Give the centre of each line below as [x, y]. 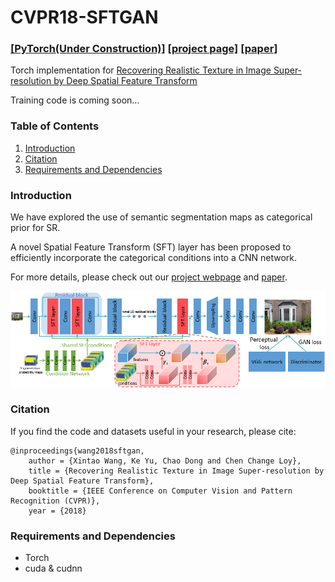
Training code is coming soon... [75, 100]
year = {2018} [57, 511]
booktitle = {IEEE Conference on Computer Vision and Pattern [160, 491]
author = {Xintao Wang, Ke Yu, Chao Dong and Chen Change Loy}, [165, 461]
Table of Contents [55, 126]
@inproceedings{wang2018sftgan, [77, 451]
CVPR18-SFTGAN [84, 17]
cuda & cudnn [53, 568]
